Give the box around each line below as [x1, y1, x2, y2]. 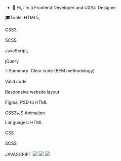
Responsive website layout [5, 89, 60, 95]
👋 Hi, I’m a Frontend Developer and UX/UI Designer [12, 5, 117, 10]
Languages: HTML [5, 120, 43, 125]
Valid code [5, 79, 27, 84]
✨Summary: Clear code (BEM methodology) [5, 68, 95, 73]
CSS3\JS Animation [5, 110, 45, 116]
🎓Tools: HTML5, [5, 15, 40, 20]
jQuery [5, 58, 19, 64]
